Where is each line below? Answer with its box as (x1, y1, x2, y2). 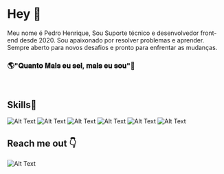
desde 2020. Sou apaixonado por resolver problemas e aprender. (19, 36, 205, 44)
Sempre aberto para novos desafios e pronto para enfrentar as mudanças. (7, 43, 218, 51)
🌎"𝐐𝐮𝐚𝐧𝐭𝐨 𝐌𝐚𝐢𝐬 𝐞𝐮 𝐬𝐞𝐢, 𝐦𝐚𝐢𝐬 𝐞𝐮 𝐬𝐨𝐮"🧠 (7, 61, 135, 71)
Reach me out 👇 (7, 138, 77, 149)
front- (200, 29, 217, 37)
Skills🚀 (7, 99, 37, 110)
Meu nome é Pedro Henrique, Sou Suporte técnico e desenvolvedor (7, 29, 199, 37)
